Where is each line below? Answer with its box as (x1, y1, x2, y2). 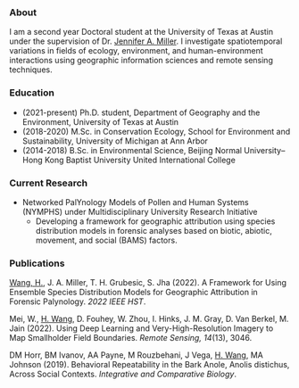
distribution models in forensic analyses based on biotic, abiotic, (35, 225, 272, 235)
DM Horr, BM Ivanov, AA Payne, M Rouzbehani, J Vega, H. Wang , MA (9, 350, 263, 360)
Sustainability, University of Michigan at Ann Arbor (21, 136, 208, 146)
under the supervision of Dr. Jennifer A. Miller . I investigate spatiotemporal (9, 36, 283, 46)
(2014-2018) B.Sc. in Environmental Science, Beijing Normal (21, 144, 243, 155)
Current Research (9, 177, 88, 189)
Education (9, 87, 55, 99)
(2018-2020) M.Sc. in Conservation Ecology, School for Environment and (21, 126, 291, 136)
